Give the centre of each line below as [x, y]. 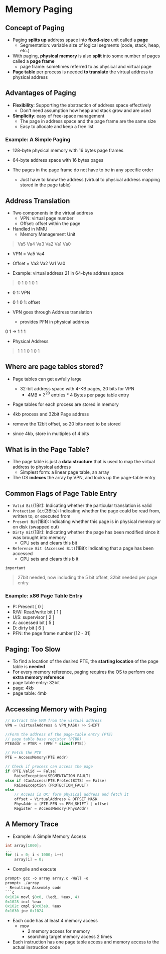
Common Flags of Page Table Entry [61, 493]
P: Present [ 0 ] [28, 607]
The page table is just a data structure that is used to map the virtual [84, 462]
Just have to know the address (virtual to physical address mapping [90, 180]
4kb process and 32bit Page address [51, 414]
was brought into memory [39, 538]
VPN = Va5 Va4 [28, 253]
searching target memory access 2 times [70, 937]
